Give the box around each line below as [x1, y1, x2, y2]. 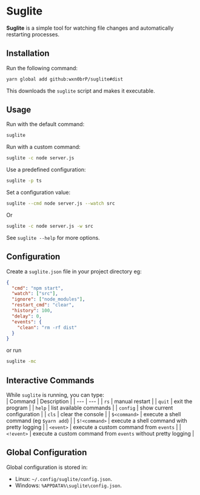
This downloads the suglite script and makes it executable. [6, 87, 156, 95]
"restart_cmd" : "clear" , [12, 302, 75, 308]
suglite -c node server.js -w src [6, 223, 94, 229]
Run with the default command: [6, 121, 85, 128]
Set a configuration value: [6, 189, 71, 196]
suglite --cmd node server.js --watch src [6, 201, 115, 207]
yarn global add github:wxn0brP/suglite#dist [6, 76, 123, 82]
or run [6, 347, 22, 354]
